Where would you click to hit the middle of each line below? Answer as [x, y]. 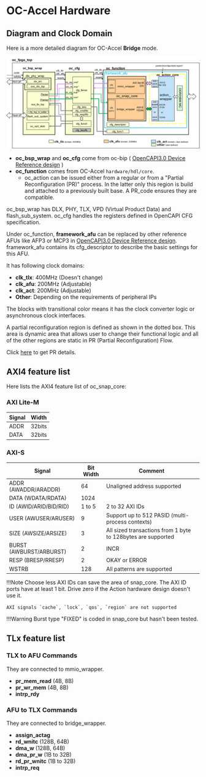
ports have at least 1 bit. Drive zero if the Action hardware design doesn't [98, 589]
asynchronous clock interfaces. [46, 315]
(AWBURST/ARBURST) [38, 552]
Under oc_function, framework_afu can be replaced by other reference [97, 234]
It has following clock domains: [45, 266]
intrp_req [27, 768]
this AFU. [18, 254]
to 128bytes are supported [140, 536]
